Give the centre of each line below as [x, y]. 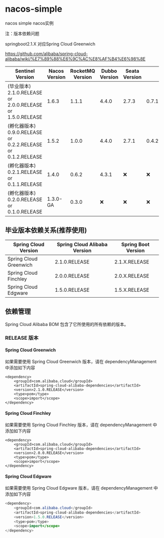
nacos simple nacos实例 [29, 23]
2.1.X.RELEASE [132, 261]
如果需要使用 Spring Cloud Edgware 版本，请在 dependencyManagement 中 [82, 488]
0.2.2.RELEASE [25, 144]
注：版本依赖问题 [22, 33]
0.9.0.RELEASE [25, 132]
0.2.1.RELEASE [25, 172]
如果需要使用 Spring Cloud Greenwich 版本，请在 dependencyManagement [81, 361]
